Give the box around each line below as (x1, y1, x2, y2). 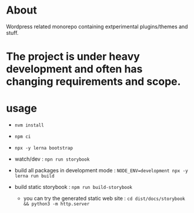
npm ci (14, 134, 31, 140)
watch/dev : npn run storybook (14, 155, 90, 162)
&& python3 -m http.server (23, 201, 90, 207)
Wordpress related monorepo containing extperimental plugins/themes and (6, 23, 188, 30)
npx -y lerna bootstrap (14, 145, 73, 151)
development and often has (6, 62, 143, 76)
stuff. (6, 29, 19, 36)
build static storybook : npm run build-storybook (14, 184, 133, 191)
